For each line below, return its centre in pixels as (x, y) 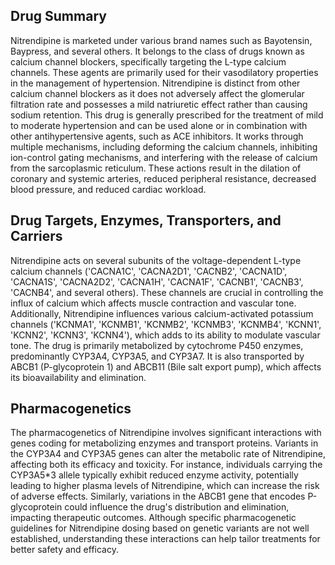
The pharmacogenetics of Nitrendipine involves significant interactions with (166, 433)
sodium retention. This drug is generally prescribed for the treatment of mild (167, 115)
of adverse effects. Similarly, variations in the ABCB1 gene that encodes (158, 496)
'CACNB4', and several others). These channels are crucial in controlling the (167, 292)
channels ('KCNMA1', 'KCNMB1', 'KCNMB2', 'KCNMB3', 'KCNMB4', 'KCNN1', (166, 324)
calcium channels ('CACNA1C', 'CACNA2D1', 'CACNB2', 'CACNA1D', (149, 271)
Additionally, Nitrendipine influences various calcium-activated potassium (162, 313)
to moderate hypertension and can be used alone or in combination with (159, 125)
